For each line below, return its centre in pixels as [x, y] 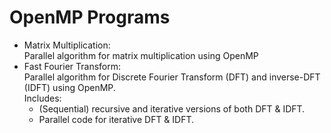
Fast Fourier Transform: [72, 66]
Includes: [42, 98]
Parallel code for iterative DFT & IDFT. [116, 119]
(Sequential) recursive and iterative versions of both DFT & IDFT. [172, 108]
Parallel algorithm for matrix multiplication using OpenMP [141, 55]
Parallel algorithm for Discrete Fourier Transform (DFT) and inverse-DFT [172, 77]
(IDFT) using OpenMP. [69, 87]
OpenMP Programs [90, 17]
